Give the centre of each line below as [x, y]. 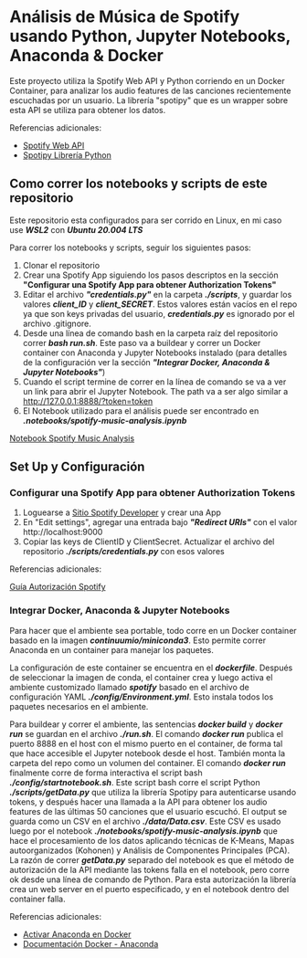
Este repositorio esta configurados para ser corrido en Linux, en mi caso [146, 220]
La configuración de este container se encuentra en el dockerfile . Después [151, 668]
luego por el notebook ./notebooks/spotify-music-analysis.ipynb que [144, 831]
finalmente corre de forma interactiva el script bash [106, 773]
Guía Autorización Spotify [58, 587]
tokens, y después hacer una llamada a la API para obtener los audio [138, 802]
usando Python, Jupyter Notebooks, [150, 36]
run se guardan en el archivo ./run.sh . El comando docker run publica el [146, 733]
